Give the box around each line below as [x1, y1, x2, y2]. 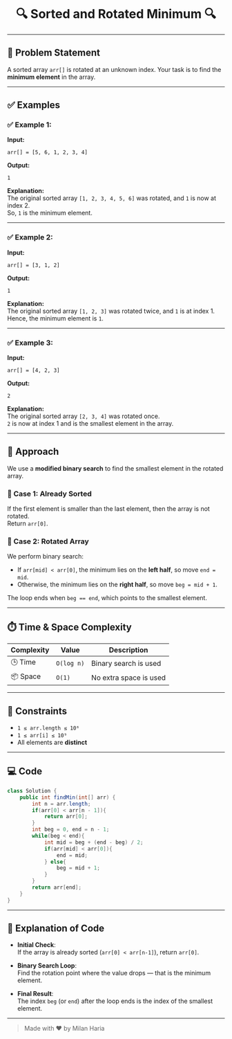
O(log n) [56, 659, 85, 667]
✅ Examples [7, 99, 61, 111]
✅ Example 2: [7, 233, 53, 242]
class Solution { [7, 787, 57, 794]
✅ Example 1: [7, 120, 52, 129]
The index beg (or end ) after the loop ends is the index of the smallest [17, 997, 213, 1005]
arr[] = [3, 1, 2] [7, 262, 60, 269]
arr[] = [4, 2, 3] [7, 367, 60, 374]
